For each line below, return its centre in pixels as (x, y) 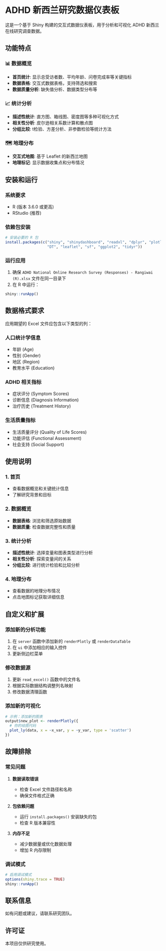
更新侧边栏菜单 (27, 654)
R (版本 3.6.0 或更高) (33, 207)
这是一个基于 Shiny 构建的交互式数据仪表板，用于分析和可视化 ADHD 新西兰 (82, 25)
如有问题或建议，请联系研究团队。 (40, 913)
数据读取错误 (25, 778)
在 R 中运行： (26, 285)
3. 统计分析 (18, 541)
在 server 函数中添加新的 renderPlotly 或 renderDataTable (71, 641)
